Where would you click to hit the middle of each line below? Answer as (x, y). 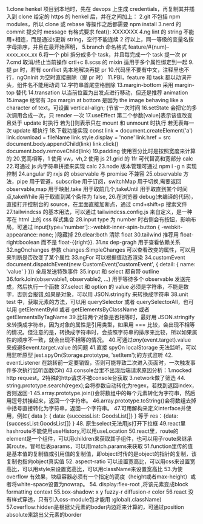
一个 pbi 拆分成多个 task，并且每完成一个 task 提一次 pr (118, 54)
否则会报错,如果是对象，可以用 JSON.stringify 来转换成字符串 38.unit (102, 294)
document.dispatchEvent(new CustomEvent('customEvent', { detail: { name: (101, 264)
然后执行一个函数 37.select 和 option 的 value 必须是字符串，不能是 (100, 287)
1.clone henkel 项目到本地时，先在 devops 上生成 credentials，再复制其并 (98, 9)
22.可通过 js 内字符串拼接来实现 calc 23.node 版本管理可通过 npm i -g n (95, 166)
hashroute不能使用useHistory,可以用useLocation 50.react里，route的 (92, 431)
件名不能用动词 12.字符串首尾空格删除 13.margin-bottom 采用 (98, 85)
